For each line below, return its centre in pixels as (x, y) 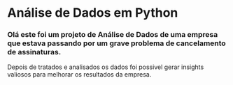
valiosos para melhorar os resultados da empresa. (79, 75)
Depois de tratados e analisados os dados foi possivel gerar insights (106, 67)
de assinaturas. (34, 52)
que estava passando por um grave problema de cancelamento (116, 43)
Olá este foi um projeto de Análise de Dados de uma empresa (113, 35)
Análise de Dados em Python (93, 13)
